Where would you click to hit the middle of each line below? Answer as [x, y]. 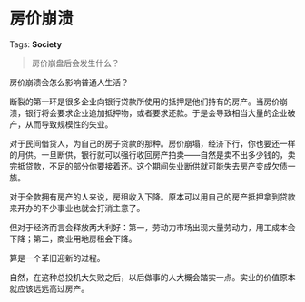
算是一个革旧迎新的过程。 [57, 258]
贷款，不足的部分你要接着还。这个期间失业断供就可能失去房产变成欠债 [156, 166]
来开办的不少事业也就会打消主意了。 [77, 208]
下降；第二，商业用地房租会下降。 [73, 239]
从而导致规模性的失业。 [69, 124]
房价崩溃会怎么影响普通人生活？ [69, 82]
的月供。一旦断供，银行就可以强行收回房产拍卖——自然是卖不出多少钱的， [148, 154]
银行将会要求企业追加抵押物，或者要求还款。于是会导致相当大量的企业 [156, 112]
